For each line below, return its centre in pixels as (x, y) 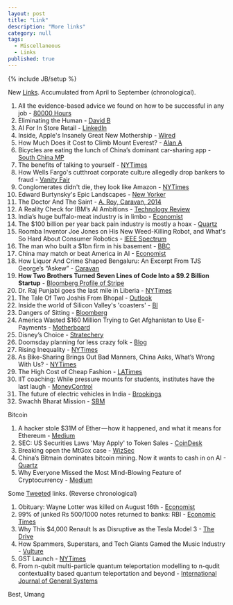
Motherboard (71, 327)
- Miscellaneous (37, 46)
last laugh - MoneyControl (55, 386)
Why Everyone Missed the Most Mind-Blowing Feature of (100, 472)
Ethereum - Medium (46, 435)
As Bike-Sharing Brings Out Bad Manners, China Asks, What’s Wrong (116, 357)
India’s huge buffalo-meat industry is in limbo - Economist (100, 216)
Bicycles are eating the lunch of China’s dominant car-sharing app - (114, 150)
